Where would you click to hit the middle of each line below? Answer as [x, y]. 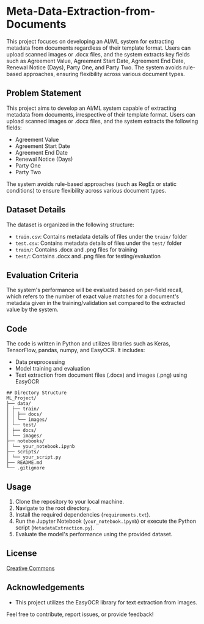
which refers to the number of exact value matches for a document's [93, 296]
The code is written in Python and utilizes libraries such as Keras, [89, 344]
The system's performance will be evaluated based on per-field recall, [95, 290]
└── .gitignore [26, 468]
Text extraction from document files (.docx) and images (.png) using [101, 375]
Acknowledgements [46, 587]
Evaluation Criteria [42, 275]
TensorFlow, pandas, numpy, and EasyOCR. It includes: [76, 350]
